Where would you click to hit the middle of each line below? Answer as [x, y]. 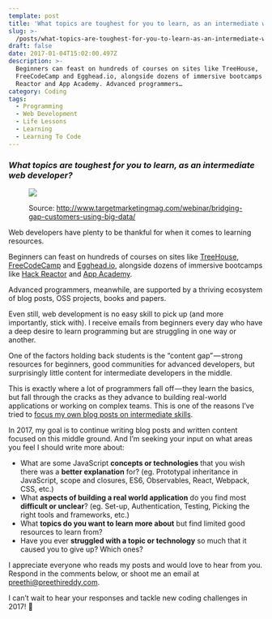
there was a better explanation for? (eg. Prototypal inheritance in [129, 471]
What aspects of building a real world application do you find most [133, 497]
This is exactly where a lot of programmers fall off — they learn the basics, [132, 388]
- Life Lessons [41, 122]
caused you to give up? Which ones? [81, 549]
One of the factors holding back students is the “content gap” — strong [125, 355]
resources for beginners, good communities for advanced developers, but [132, 364]
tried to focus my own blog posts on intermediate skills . [101, 414]
